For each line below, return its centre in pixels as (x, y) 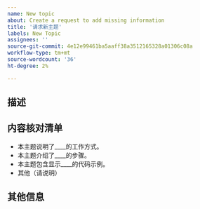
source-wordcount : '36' (42, 60)
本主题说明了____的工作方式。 (60, 146)
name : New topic (31, 14)
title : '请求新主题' (34, 27)
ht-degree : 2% (28, 66)
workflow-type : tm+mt (39, 53)
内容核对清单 (35, 128)
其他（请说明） (39, 173)
